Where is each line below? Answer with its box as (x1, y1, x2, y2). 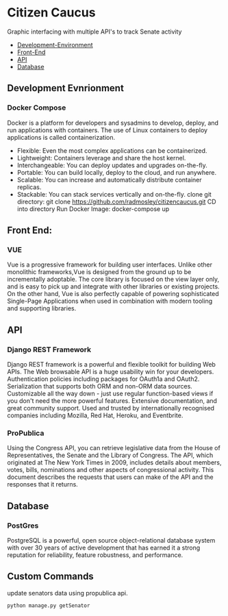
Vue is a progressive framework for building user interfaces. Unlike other (7, 260, 212, 269)
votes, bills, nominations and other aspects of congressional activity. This (7, 466, 214, 474)
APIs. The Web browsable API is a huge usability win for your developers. (7, 368, 214, 375)
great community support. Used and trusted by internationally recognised (7, 404, 214, 412)
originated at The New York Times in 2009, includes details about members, (7, 458, 222, 467)
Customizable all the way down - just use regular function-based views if (7, 389, 214, 397)
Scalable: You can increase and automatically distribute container (16, 175, 202, 184)
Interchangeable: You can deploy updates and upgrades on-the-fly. (16, 161, 207, 169)
